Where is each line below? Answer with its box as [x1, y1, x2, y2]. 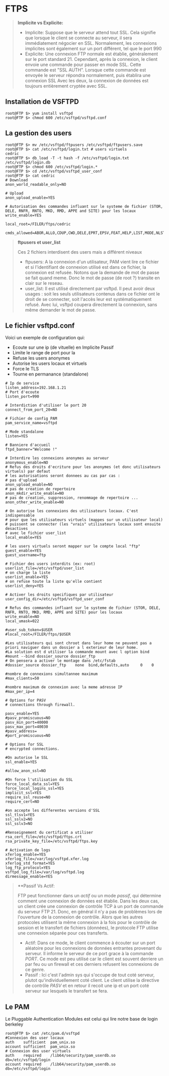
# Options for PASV [5, 698, 46, 703]
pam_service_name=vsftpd [5, 421, 57, 426]
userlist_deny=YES [5, 583, 44, 589]
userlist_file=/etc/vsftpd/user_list [5, 566, 84, 571]
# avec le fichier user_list [5, 530, 66, 536]
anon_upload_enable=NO [5, 482, 53, 487]
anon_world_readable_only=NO [5, 182, 66, 187]
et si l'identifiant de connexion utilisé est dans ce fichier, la [25, 264, 146, 270]
